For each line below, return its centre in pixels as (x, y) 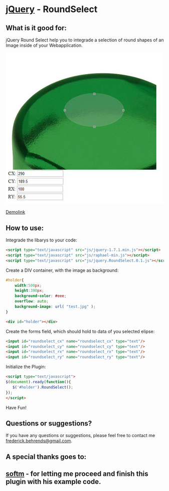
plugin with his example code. (53, 482)
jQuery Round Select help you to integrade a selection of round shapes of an (85, 40)
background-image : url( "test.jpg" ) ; (55, 307)
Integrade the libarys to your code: (41, 240)
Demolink (16, 212)
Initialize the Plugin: (26, 367)
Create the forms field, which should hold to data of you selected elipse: (80, 331)
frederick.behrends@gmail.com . (39, 441)
